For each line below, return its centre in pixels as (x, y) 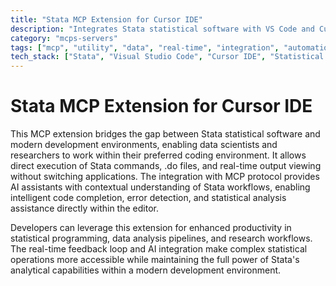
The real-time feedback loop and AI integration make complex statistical (159, 249)
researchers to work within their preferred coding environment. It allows (158, 155)
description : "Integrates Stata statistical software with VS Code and (162, 29)
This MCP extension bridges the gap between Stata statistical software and (165, 134)
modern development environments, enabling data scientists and (144, 145)
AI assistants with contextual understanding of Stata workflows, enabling (160, 187)
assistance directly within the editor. (84, 208)
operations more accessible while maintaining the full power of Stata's (155, 260)
